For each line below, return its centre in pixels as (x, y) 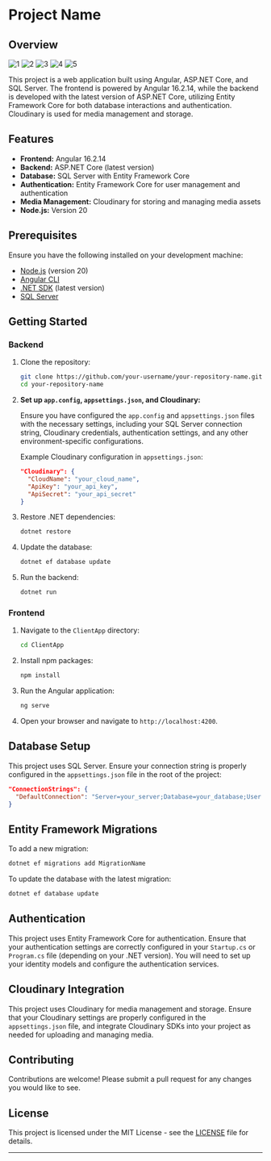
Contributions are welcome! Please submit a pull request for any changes (130, 1080)
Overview (33, 45)
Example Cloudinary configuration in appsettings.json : (111, 457)
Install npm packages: (56, 661)
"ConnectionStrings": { (48, 789)
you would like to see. (44, 1088)
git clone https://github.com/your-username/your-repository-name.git (141, 377)
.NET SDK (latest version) (62, 287)
